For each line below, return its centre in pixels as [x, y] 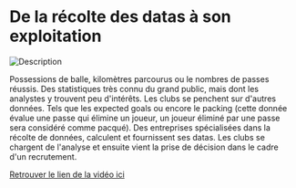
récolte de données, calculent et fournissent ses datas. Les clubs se [138, 137]
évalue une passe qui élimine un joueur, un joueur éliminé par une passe [145, 118]
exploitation [56, 36]
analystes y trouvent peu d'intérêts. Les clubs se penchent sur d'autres [143, 99]
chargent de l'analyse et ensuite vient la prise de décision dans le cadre [144, 147]
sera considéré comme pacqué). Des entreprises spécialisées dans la [140, 127]
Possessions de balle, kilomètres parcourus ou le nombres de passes [139, 78]
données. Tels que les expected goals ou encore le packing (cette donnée [148, 108]
